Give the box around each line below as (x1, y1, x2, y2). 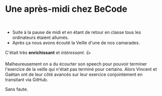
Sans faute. (5, 86, 29, 92)
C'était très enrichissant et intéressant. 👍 (5, 49, 91, 55)
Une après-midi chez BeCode (5, 3, 128, 15)
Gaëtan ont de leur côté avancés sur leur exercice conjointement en (5, 71, 143, 77)
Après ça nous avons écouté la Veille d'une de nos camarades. (12, 39, 140, 45)
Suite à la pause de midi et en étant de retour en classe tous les (12, 29, 141, 35)
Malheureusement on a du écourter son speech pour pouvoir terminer (5, 61, 147, 67)
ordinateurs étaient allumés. (12, 34, 69, 40)
